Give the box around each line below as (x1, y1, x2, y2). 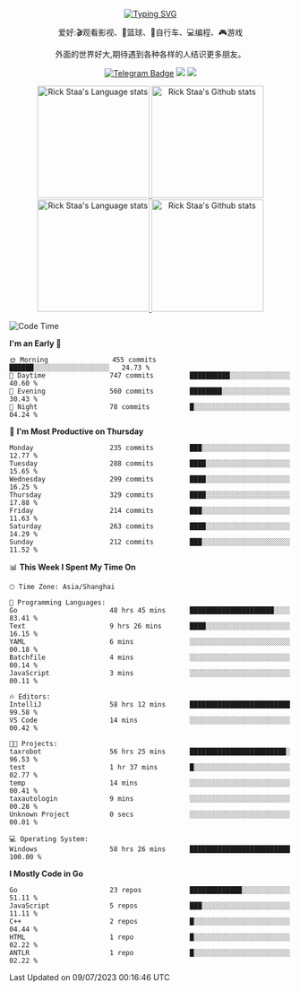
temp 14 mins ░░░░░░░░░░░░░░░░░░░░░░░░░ (9, 778, 291, 787)
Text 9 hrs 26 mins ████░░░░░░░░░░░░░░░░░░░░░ (9, 622, 291, 630)
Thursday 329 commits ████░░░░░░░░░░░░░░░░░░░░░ (9, 491, 291, 500)
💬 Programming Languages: (9, 598, 106, 607)
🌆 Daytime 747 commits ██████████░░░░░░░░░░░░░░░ (9, 371, 291, 380)
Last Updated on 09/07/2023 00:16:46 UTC (9, 972, 170, 982)
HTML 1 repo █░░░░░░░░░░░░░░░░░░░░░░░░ (9, 933, 291, 942)
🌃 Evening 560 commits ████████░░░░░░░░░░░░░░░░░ (9, 387, 291, 396)
